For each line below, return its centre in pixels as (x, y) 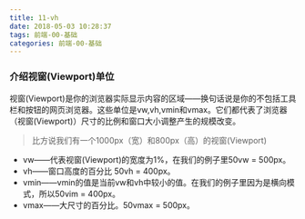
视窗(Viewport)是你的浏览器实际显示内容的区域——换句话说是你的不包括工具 (153, 98)
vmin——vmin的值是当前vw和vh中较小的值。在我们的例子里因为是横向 (154, 182)
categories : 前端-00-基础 (56, 43)
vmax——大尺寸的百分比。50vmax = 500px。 (109, 204)
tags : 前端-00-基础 (44, 35)
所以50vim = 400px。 (80, 194)
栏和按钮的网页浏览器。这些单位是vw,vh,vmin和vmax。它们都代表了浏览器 (149, 109)
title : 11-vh (34, 18)
